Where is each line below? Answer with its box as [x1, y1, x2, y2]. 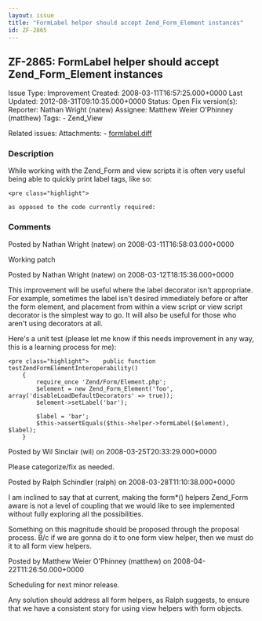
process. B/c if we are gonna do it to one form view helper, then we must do [8, 532, 253, 542]
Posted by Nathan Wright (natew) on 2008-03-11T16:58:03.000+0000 [8, 239, 235, 248]
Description [8, 149, 54, 160]
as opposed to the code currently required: [8, 204, 156, 211]
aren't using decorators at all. [8, 318, 104, 328]
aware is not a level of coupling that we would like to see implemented [8, 501, 235, 510]
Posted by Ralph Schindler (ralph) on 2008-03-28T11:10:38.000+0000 [8, 477, 235, 487]
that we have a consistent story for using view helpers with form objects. [8, 603, 243, 613]
